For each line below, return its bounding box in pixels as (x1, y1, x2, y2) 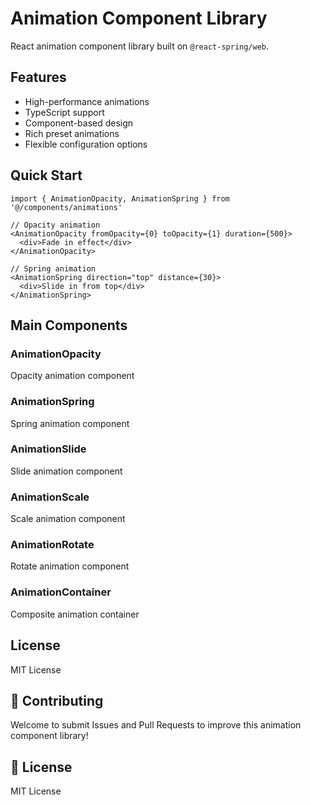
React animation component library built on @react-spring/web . (10, 40, 270, 52)
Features (10, 69, 67, 86)
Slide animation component (10, 465, 123, 477)
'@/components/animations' (10, 202, 123, 212)
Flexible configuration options (24, 138, 148, 150)
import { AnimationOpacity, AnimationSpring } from (10, 193, 230, 204)
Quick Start (10, 167, 83, 184)
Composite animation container (10, 608, 140, 620)
